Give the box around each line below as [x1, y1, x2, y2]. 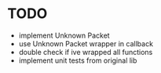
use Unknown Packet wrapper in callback [18, 38, 154, 48]
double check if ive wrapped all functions [18, 47, 153, 57]
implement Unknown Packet [18, 31, 111, 40]
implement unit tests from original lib [18, 56, 137, 65]
